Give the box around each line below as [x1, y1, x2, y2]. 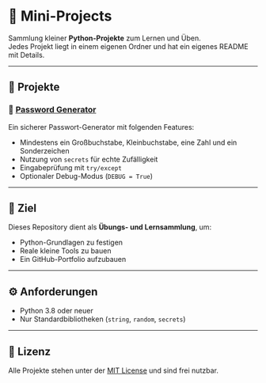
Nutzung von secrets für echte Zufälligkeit [19, 154, 158, 164]
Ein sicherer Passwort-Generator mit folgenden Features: [8, 122, 195, 131]
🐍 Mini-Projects [8, 7, 112, 25]
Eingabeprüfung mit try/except [19, 162, 123, 173]
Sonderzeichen [19, 146, 70, 155]
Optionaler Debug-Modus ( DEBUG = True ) [19, 171, 153, 180]
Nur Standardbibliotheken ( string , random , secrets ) [19, 314, 186, 324]
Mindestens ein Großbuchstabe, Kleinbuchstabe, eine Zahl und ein [19, 138, 237, 147]
